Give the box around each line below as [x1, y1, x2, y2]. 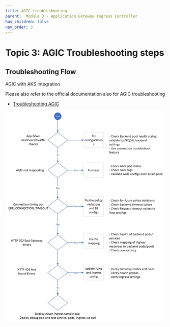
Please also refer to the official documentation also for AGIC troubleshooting [5, 91, 165, 97]
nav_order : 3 [5, 25, 33, 30]
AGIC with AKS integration [5, 81, 60, 87]
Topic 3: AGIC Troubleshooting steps [5, 47, 164, 59]
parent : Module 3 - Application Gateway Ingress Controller [5, 13, 138, 19]
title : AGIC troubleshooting [5, 8, 67, 13]
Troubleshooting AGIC [12, 101, 60, 107]
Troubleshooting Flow [5, 67, 76, 76]
